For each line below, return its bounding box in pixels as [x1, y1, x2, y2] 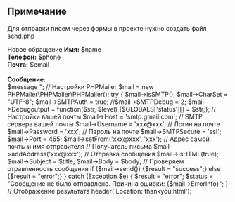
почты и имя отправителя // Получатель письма [7, 142, 153, 150]
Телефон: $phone [7, 53, 61, 61]
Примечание [7, 6, 67, 18]
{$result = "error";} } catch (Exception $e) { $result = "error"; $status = [7, 172, 213, 180]
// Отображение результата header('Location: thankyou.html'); [7, 187, 192, 195]
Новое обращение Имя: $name [7, 45, 102, 53]
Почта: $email [7, 60, 50, 69]
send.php [7, 32, 35, 40]
